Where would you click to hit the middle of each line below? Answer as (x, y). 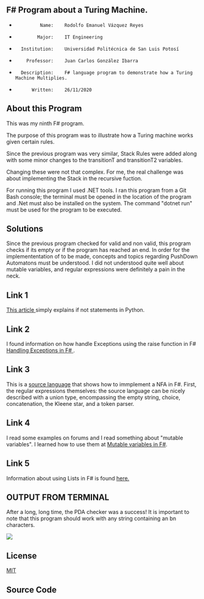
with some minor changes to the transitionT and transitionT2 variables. (95, 160)
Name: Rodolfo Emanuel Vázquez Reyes (92, 25)
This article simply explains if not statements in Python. (76, 310)
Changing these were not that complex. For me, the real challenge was (95, 172)
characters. (21, 525)
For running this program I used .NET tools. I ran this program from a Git (97, 190)
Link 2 (18, 329)
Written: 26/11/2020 (62, 90)
